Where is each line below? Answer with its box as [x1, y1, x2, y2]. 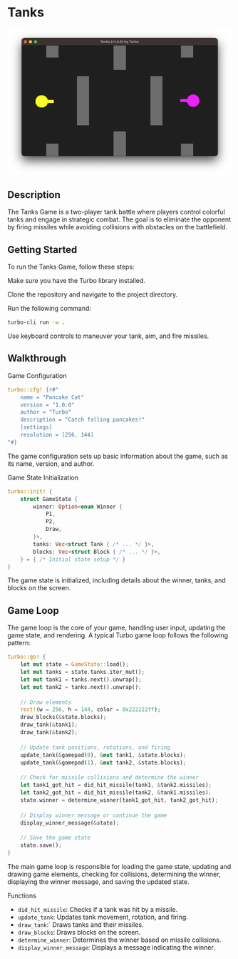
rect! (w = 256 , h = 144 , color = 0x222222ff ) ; [20, 706, 161, 713]
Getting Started [7, 244, 78, 256]
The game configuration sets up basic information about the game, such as [7, 452, 229, 460]
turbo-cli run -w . [7, 319, 66, 326]
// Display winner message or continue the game [20, 812, 167, 819]
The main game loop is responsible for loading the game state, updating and [7, 862, 232, 870]
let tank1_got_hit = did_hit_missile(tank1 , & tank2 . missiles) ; [20, 782, 212, 789]
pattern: [7, 639, 31, 647]
